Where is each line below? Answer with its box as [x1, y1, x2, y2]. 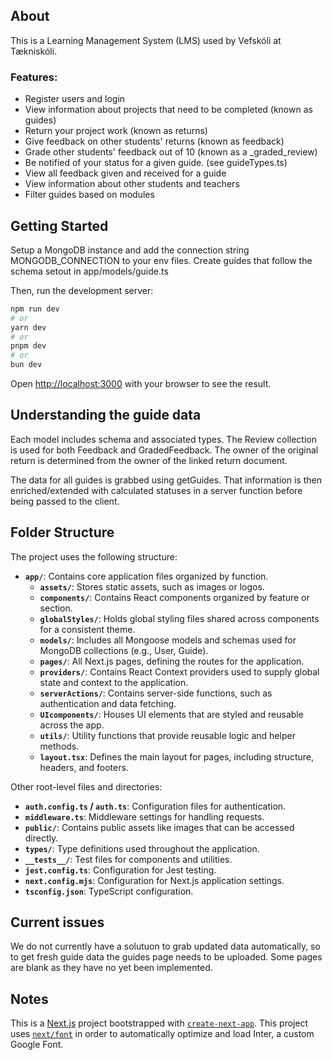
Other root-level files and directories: [10, 780, 163, 793]
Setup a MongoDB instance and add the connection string [10, 244, 250, 256]
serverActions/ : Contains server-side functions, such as [39, 687, 273, 699]
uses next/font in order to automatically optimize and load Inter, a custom [10, 1028, 315, 1040]
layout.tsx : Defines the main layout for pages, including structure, [39, 750, 315, 763]
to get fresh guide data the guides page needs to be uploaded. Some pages [10, 951, 323, 963]
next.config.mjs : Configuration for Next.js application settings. [24, 874, 285, 886]
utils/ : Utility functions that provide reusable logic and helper [39, 729, 296, 741]
